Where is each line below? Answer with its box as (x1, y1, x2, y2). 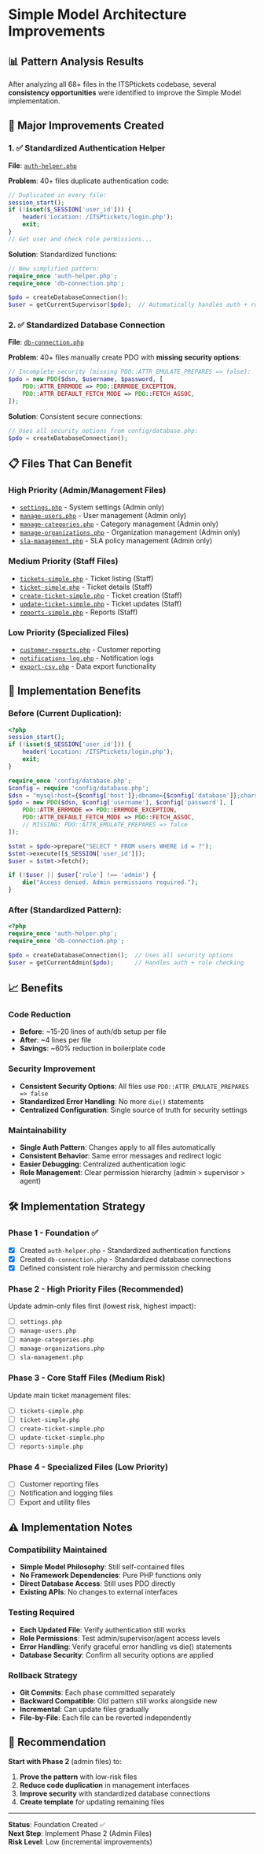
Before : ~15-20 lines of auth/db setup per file (19, 1027, 167, 1036)
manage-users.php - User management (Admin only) (19, 511, 187, 520)
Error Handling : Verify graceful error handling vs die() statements (19, 1642, 233, 1651)
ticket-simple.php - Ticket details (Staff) (19, 582, 153, 591)
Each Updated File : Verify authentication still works (19, 1625, 186, 1634)
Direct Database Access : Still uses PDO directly (19, 1579, 176, 1588)
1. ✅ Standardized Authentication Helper (8, 143, 166, 154)
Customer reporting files (19, 1479, 100, 1489)
